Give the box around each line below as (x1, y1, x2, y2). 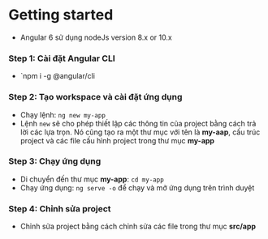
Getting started (8, 6, 114, 24)
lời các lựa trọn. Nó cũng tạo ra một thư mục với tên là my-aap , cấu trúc (19, 127, 261, 137)
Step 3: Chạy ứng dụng (8, 156, 102, 167)
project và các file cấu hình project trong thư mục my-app (19, 135, 215, 145)
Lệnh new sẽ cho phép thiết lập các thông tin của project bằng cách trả (19, 118, 257, 128)
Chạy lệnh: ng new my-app (19, 109, 106, 119)
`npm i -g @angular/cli (19, 71, 96, 81)
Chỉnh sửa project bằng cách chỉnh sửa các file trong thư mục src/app (19, 221, 257, 232)
